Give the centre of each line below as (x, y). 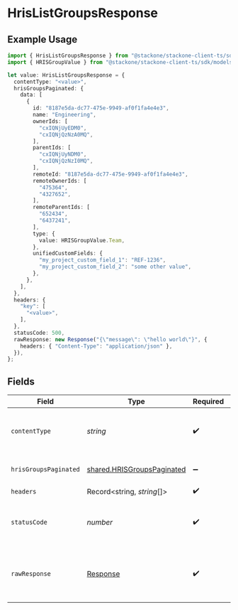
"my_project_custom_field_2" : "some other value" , (115, 267)
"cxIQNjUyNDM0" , (63, 154)
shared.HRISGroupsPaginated (136, 469)
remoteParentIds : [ (62, 208)
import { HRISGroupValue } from (55, 62)
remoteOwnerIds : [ (60, 181)
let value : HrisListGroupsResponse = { (66, 75)
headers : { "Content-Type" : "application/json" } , (96, 346)
